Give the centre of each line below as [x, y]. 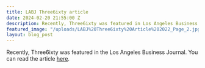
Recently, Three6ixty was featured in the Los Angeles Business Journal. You [102, 52]
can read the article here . [38, 59]
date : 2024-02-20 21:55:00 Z [43, 18]
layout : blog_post [30, 35]
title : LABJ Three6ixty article [47, 12]
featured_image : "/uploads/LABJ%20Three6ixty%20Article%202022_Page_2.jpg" [105, 29]
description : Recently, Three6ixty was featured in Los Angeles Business [102, 23]
